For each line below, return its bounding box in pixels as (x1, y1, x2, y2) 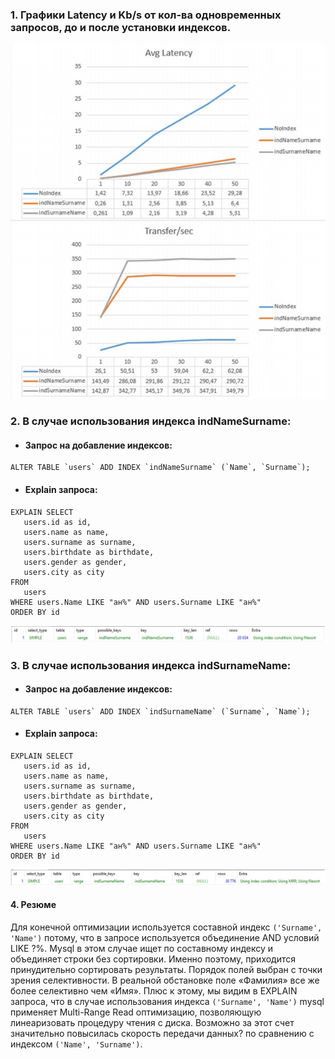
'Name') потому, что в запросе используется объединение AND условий (10, 931, 320, 943)
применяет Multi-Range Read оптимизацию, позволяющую (10, 1006, 262, 1018)
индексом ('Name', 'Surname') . (10, 1038, 143, 1050)
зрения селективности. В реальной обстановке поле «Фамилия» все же (10, 974, 320, 986)
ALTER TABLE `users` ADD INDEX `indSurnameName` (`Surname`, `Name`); (10, 706, 311, 717)
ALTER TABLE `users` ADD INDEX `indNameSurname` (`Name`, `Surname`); (10, 463, 311, 473)
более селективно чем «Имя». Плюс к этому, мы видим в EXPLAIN (10, 984, 298, 997)
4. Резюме (10, 899, 57, 911)
